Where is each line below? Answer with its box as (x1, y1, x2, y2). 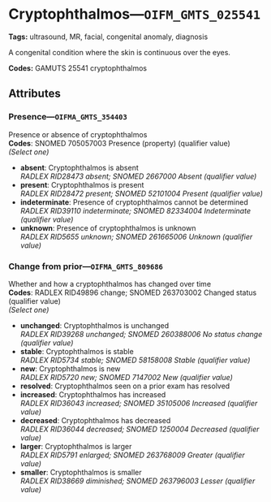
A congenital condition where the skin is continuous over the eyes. (8, 47, 231, 57)
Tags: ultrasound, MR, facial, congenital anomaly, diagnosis (8, 32, 209, 41)
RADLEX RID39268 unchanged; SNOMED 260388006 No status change (19, 329, 263, 339)
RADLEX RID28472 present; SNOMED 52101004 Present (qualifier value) (19, 188, 264, 198)
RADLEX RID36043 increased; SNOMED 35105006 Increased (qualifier (19, 398, 258, 408)
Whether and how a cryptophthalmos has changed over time (8, 279, 212, 288)
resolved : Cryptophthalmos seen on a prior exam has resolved (19, 381, 230, 391)
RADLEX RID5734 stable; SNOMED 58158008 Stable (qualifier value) (19, 355, 251, 365)
